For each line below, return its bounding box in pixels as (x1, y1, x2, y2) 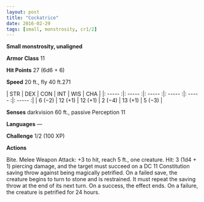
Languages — (6, 121, 43, 128)
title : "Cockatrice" (6, 15, 59, 21)
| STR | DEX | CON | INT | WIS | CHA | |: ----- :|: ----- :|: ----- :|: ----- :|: (6, 90, 187, 98)
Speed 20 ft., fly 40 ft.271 (6, 78, 71, 86)
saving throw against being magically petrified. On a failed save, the (6, 169, 178, 176)
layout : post (6, 9, 40, 15)
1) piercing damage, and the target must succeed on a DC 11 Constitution (6, 163, 190, 170)
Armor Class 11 (6, 54, 45, 62)
